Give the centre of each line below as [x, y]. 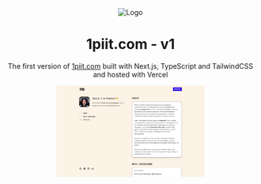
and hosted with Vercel [130, 74]
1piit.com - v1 [130, 45]
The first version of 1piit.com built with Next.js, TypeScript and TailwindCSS [130, 66]
